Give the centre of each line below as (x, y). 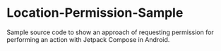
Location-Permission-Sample (95, 13)
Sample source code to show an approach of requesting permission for (110, 32)
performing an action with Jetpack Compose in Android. (88, 39)
